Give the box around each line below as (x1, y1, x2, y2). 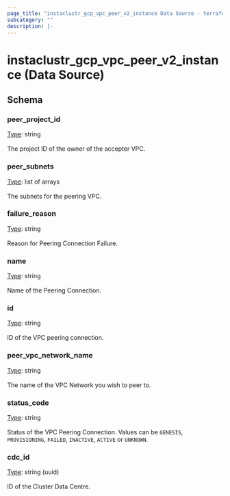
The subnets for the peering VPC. (7, 192, 102, 200)
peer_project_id (7, 114, 60, 124)
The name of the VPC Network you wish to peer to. (7, 381, 151, 389)
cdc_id (7, 452, 30, 462)
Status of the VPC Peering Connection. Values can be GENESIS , (7, 428, 183, 436)
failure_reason (7, 209, 57, 219)
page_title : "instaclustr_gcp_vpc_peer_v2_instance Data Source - (7, 10, 201, 17)
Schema (7, 94, 43, 106)
